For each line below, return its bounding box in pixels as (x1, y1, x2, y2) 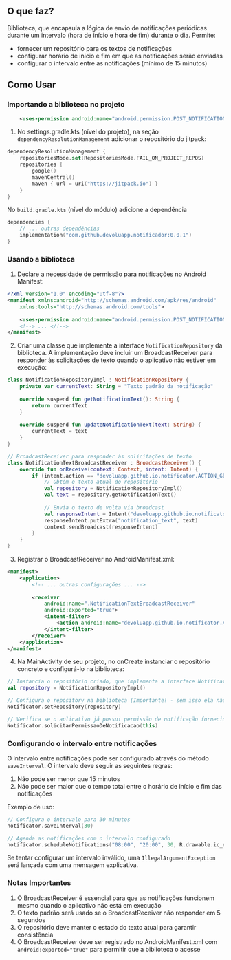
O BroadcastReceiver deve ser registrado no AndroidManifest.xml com (16, 937, 218, 946)
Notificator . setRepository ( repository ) (7, 703, 122, 711)
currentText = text (32, 428, 88, 435)
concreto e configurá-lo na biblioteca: (16, 665, 125, 673)
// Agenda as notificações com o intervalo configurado (7, 835, 170, 842)
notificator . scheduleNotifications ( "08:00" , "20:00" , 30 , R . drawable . (7, 841, 214, 849)
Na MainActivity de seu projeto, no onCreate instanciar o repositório (16, 657, 210, 666)
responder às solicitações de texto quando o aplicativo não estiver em (16, 356, 217, 364)
